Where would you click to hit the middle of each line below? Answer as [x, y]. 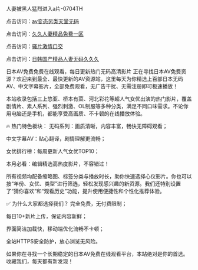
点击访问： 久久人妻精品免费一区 [45, 34]
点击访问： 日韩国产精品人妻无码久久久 [52, 59]
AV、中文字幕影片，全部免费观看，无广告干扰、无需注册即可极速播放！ [92, 86]
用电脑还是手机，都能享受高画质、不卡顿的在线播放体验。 [76, 113]
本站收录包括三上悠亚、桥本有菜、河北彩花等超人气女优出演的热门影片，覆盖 [99, 99]
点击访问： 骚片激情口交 [34, 46]
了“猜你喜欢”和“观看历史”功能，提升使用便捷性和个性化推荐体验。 [85, 191]
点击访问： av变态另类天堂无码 [43, 21]
